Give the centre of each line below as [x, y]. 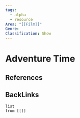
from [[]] [16, 111]
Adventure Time [40, 59]
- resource [21, 19]
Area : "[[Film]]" [24, 24]
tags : [11, 10]
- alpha [18, 15]
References [24, 78]
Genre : [12, 29]
